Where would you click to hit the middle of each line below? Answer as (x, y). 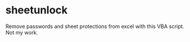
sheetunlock (37, 10)
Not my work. (22, 32)
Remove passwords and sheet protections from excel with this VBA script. (95, 26)
